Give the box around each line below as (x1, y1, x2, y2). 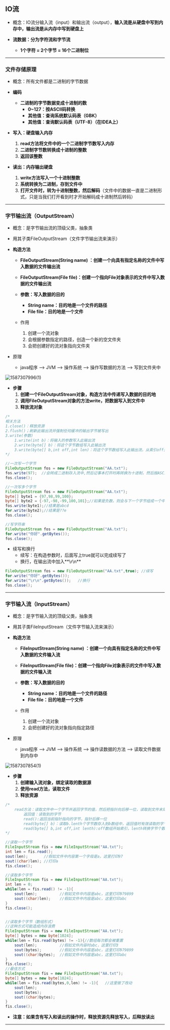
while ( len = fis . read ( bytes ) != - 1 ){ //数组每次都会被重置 (5, 938, 123, 943)
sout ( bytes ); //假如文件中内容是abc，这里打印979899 (14, 947, 134, 952)
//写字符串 (5, 522, 25, 527)
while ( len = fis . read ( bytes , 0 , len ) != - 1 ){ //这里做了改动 (5, 980, 133, 985)
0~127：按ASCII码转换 (27, 106, 75, 113)
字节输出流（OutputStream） (5, 213, 77, 220)
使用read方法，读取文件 (20, 786, 70, 792)
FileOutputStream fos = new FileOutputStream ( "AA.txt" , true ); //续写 (5, 569, 153, 574)
